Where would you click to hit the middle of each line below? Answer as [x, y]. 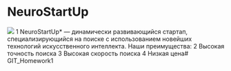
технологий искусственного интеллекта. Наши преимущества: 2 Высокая [116, 46]
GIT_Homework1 [30, 60]
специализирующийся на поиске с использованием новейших [100, 39]
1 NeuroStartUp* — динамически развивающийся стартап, [102, 31]
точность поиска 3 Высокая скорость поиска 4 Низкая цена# [98, 53]
